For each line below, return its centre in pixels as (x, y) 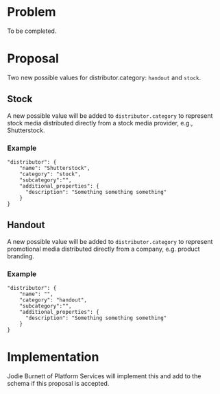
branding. (21, 256)
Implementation (53, 357)
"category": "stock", (50, 174)
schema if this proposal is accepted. (58, 384)
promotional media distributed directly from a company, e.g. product (103, 249)
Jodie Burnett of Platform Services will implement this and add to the (104, 376)
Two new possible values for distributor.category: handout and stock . (104, 77)
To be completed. (32, 31)
